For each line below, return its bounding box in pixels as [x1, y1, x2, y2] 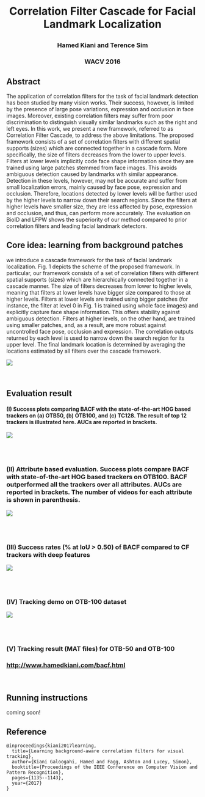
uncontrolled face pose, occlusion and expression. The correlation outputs [6, 328, 194, 335]
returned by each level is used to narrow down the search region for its [6, 334, 185, 342]
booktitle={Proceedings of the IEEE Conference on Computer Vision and [12, 764, 198, 771]
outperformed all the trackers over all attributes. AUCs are [6, 480, 182, 489]
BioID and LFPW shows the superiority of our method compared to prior [6, 216, 187, 223]
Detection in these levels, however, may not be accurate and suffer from [6, 177, 188, 184]
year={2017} [12, 780, 43, 787]
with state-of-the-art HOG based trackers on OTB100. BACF [6, 472, 187, 481]
